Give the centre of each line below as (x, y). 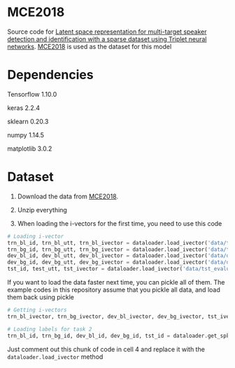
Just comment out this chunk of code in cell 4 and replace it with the (106, 349)
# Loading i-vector (36, 236)
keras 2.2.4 (24, 108)
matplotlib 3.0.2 (30, 149)
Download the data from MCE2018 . (68, 196)
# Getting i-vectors (37, 310)
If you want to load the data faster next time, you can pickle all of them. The (116, 282)
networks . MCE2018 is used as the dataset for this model (90, 46)
